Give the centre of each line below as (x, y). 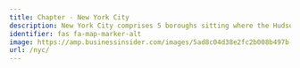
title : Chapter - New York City (69, 17)
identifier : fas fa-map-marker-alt (75, 34)
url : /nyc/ (29, 50)
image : (21, 42)
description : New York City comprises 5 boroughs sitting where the (139, 26)
